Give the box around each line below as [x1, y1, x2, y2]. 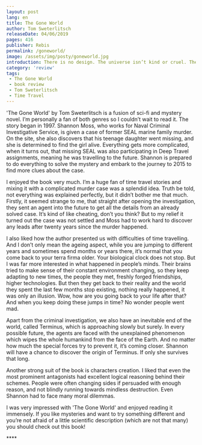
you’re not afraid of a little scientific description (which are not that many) [6, 416, 188, 424]
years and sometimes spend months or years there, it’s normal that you [6, 247, 183, 254]
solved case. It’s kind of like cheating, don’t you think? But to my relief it [6, 210, 183, 217]
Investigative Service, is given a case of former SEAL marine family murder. [6, 128, 193, 135]
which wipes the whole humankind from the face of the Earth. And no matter [6, 336, 196, 343]
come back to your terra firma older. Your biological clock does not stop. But [6, 254, 195, 261]
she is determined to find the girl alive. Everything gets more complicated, [6, 141, 189, 148]
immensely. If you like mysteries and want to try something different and [6, 410, 185, 417]
